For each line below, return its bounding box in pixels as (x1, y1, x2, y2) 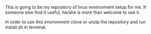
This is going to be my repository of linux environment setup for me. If (5, 4, 146, 10)
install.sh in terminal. (5, 24, 47, 30)
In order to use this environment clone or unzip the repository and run (5, 19, 146, 25)
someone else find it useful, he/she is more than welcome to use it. (5, 9, 141, 15)
